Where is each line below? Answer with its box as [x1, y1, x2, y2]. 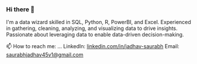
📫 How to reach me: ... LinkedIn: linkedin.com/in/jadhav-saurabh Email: [6, 43, 179, 50]
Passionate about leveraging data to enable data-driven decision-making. [6, 31, 184, 38]
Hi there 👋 [6, 5, 35, 14]
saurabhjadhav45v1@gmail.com [6, 51, 84, 58]
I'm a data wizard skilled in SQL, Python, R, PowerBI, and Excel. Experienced [6, 19, 191, 26]
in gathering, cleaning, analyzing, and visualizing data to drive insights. [6, 25, 178, 32]
